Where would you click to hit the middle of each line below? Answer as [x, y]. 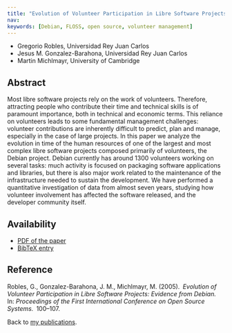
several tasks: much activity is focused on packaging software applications [114, 165]
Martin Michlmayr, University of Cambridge [78, 61]
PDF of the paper [42, 241]
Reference [30, 270]
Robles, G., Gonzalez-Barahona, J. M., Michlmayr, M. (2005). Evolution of [112, 286]
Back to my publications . [42, 322]
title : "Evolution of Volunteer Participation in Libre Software [103, 13]
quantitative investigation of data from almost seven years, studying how [110, 188]
